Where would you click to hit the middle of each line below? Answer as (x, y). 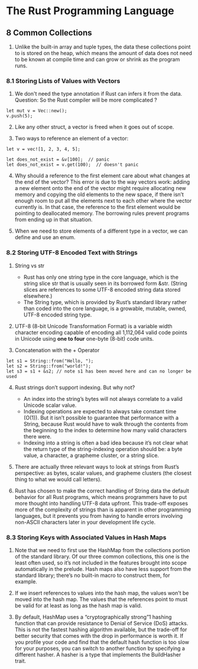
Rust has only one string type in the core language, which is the (101, 277)
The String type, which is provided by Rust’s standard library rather (105, 302)
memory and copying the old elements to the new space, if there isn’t (99, 195)
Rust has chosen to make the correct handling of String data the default (102, 491)
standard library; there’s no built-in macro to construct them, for (92, 575)
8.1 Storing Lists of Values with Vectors (63, 81)
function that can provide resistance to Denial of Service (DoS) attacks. (101, 623)
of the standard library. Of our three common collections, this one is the (102, 556)
